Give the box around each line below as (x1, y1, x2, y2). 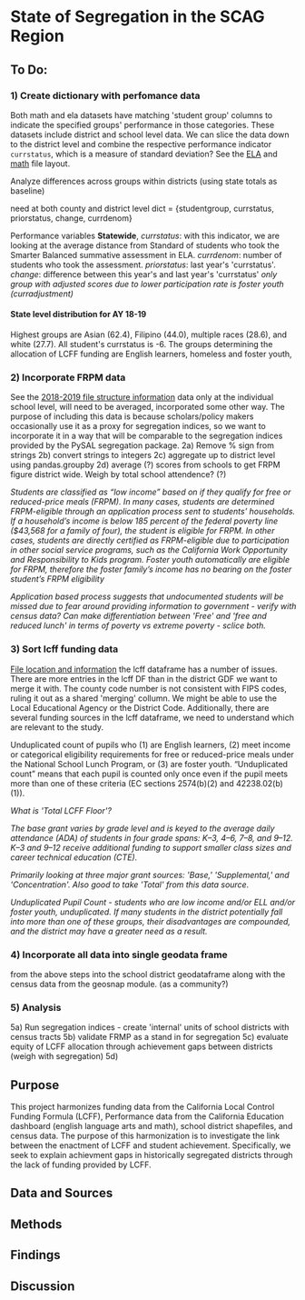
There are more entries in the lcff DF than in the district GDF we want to (10, 673, 278, 684)
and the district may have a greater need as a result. (10, 925, 208, 936)
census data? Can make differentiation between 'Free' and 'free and (10, 611, 267, 622)
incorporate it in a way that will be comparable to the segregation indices (10, 430, 283, 442)
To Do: (10, 62, 48, 77)
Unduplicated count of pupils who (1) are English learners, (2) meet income (10, 739, 291, 750)
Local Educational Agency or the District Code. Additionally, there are (10, 702, 270, 713)
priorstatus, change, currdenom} (10, 212, 133, 224)
